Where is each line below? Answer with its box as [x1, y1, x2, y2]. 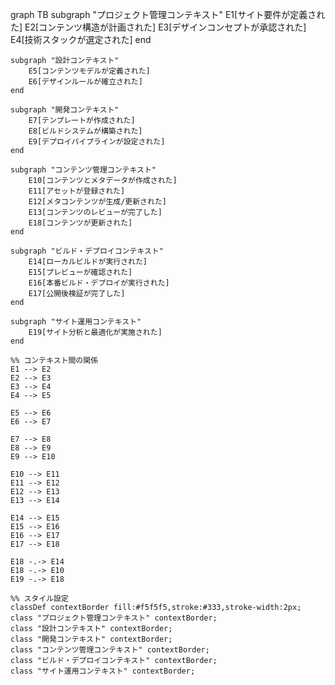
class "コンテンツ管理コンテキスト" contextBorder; [10, 645, 210, 655]
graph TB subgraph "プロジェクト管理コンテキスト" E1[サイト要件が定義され [10, 9, 326, 20]
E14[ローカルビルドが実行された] [28, 257, 148, 267]
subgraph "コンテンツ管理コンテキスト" [10, 165, 157, 175]
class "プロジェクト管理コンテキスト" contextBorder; [10, 613, 218, 623]
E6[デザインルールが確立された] [28, 77, 143, 87]
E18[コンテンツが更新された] [28, 218, 133, 228]
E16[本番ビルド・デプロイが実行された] [28, 278, 170, 288]
